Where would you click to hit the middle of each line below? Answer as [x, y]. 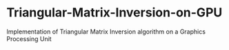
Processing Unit [29, 38]
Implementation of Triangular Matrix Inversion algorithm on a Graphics [106, 32]
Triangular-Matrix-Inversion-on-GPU [114, 13]
